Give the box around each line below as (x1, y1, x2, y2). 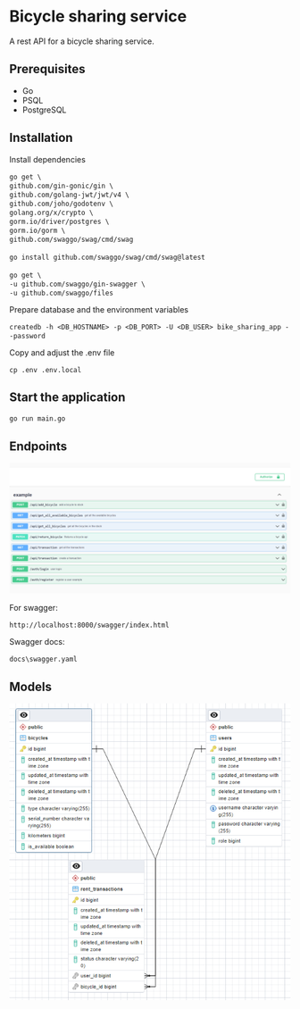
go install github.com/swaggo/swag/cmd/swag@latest (9, 253, 205, 262)
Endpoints (9, 438, 68, 454)
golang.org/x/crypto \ (9, 208, 94, 217)
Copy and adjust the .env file (9, 346, 115, 358)
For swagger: (9, 603, 58, 613)
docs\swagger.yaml (9, 655, 78, 664)
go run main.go (9, 414, 66, 423)
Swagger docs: (9, 637, 65, 647)
